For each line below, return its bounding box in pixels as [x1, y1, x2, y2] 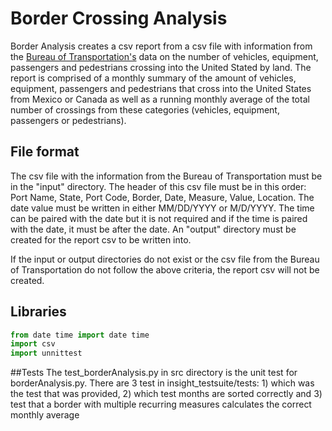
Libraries [10, 303, 67, 321]
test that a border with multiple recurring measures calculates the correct [10, 398, 312, 411]
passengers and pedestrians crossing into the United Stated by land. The [10, 61, 312, 73]
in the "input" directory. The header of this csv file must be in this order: [10, 180, 307, 192]
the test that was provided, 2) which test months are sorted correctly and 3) [10, 388, 323, 400]
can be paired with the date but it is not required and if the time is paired [10, 212, 308, 224]
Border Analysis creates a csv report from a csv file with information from [10, 40, 313, 52]
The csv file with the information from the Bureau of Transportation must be [10, 170, 323, 182]
